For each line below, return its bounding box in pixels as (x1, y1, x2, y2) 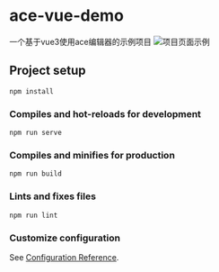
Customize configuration (9, 231, 121, 244)
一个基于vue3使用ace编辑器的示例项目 (9, 36, 152, 47)
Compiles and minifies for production (9, 149, 175, 161)
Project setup (9, 63, 87, 78)
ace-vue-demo (9, 5, 124, 26)
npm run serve (9, 128, 63, 138)
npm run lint (9, 211, 58, 220)
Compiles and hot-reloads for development (9, 107, 202, 120)
